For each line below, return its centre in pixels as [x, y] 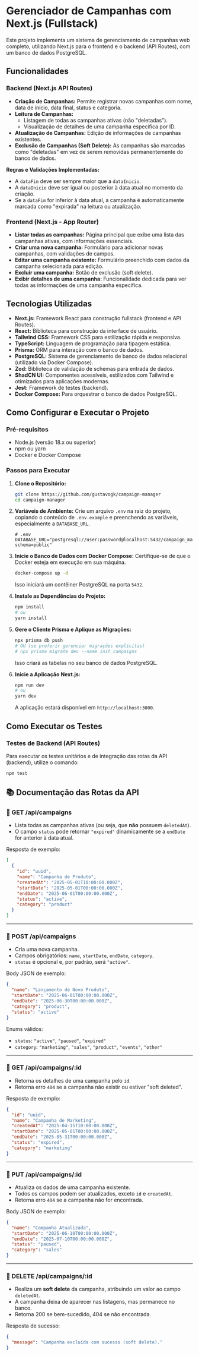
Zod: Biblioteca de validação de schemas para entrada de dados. [94, 368]
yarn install [31, 618]
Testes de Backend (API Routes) [53, 743]
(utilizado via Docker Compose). [54, 362]
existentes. [28, 139]
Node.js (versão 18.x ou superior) [55, 442]
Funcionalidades [38, 72]
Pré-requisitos [27, 430]
